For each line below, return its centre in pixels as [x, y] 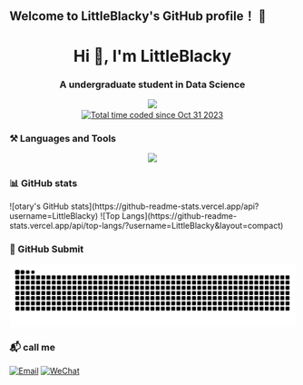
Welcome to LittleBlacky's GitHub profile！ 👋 [138, 16]
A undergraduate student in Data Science [152, 84]
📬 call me [33, 348]
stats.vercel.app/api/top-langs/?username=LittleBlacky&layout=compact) [147, 226]
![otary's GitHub [39, 206]
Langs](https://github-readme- [180, 216]
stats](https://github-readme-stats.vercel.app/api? [165, 206]
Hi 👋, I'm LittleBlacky [152, 56]
